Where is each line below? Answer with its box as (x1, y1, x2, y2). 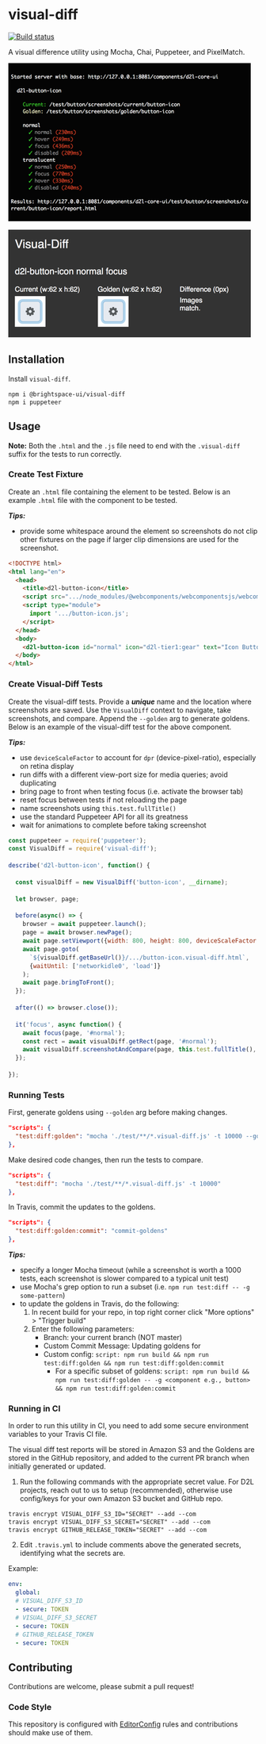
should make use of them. (8, 1728, 93, 1738)
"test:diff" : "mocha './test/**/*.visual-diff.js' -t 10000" (15, 1180, 222, 1188)
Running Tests (8, 1089, 65, 1101)
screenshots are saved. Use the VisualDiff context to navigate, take (8, 705, 232, 715)
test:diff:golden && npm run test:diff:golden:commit (43, 1359, 225, 1368)
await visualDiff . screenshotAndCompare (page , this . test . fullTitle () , (22, 1046, 257, 1054)
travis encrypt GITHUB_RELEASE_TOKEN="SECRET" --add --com (8, 1526, 207, 1535)
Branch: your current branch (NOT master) (43, 1333, 183, 1343)
